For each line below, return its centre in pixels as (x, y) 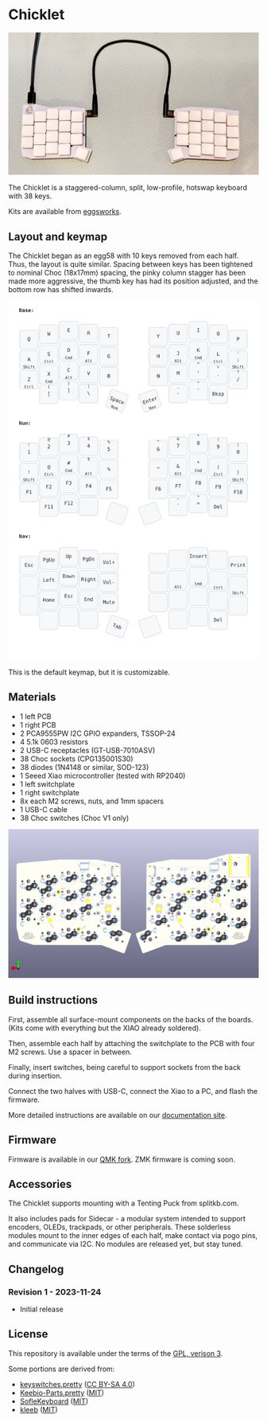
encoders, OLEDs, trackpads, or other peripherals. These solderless (120, 1227)
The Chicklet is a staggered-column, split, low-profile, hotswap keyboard (128, 188)
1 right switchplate (49, 792)
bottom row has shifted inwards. (61, 290)
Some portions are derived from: (62, 1369)
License (28, 1334)
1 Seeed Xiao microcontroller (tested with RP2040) (103, 775)
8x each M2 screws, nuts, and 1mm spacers (92, 801)
